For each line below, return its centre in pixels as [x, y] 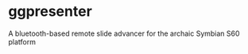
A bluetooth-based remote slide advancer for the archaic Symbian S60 [124, 33]
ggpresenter [50, 12]
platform [22, 41]
